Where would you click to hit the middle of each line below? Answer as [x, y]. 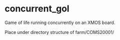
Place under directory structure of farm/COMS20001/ [60, 32]
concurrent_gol [37, 9]
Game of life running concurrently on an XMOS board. [60, 22]
